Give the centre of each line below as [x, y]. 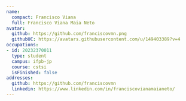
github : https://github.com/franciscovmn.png [69, 34]
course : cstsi [29, 67]
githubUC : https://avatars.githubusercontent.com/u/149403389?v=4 [96, 39]
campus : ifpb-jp [32, 61]
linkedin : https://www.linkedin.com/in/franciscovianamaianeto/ [93, 89]
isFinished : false [35, 72]
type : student [29, 56]
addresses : [20, 78]
